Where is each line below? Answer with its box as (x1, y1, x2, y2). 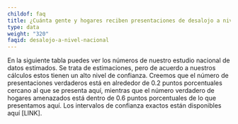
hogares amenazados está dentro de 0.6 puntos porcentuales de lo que (7, 94, 217, 103)
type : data (7, 23, 40, 30)
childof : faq (7, 10, 46, 18)
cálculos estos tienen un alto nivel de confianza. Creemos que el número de (7, 72, 229, 80)
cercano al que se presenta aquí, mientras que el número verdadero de (7, 86, 215, 95)
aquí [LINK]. (7, 109, 42, 118)
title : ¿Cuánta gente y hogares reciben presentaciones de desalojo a (7, 17, 220, 24)
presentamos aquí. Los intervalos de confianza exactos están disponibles (7, 101, 222, 110)
